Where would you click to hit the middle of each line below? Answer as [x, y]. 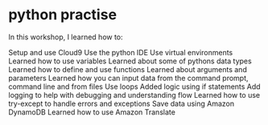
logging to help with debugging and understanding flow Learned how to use [134, 95]
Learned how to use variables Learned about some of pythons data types [130, 61]
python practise [63, 15]
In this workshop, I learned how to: [66, 37]
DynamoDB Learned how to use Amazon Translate [92, 112]
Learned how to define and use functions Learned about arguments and [128, 69]
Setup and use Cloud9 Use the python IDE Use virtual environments [121, 52]
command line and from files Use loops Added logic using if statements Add [134, 87]
